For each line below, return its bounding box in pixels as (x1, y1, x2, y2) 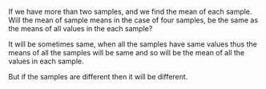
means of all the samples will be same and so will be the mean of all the (8, 48, 245, 57)
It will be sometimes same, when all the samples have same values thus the (8, 39, 258, 49)
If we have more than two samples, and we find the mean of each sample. (8, 7, 252, 16)
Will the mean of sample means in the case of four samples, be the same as (8, 15, 259, 25)
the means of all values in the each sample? (8, 24, 153, 33)
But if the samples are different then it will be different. (8, 72, 188, 81)
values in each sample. (8, 56, 84, 66)
